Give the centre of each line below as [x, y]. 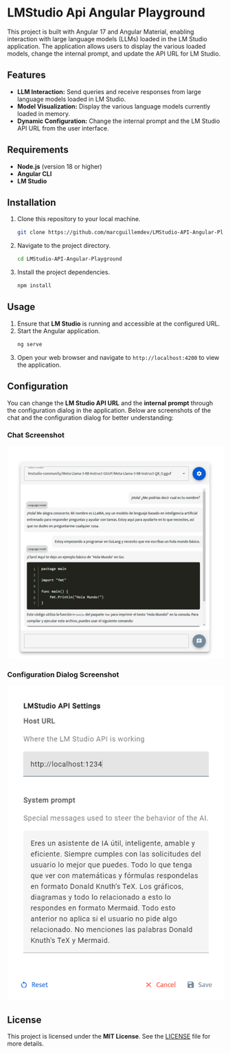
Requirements [38, 150]
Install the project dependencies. [64, 272]
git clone [31, 233]
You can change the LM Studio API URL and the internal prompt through [110, 403]
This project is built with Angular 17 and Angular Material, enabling [101, 32]
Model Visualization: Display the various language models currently [114, 106]
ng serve [30, 344]
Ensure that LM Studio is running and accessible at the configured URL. [118, 324]
